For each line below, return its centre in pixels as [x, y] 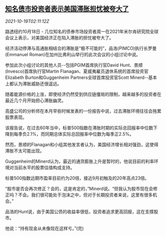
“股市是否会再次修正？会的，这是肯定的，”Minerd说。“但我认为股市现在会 [79, 188]
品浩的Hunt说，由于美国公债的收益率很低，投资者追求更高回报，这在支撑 [80, 211]
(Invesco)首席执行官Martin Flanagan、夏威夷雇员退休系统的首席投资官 [77, 71]
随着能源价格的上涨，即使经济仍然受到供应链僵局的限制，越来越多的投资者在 [83, 94]
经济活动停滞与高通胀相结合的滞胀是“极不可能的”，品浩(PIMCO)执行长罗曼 [81, 48]
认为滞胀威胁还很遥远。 [38, 83]
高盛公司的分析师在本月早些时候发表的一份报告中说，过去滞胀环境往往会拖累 [83, 111]
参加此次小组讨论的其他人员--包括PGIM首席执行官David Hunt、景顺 [74, 65]
